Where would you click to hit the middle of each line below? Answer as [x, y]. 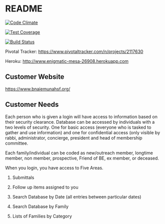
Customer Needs [32, 105]
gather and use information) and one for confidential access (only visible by [83, 132]
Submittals [23, 177]
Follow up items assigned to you [45, 187]
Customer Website [35, 77]
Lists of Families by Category [42, 216]
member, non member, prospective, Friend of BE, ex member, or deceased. [82, 158]
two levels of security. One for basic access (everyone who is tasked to [78, 127]
